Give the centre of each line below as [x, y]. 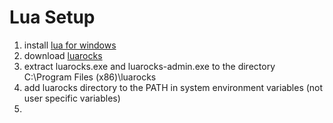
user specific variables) [72, 98]
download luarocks [63, 55]
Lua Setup [52, 17]
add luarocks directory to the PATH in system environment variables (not [173, 87]
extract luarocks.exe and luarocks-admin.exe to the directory [149, 66]
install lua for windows [70, 45]
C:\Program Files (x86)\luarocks [90, 77]
